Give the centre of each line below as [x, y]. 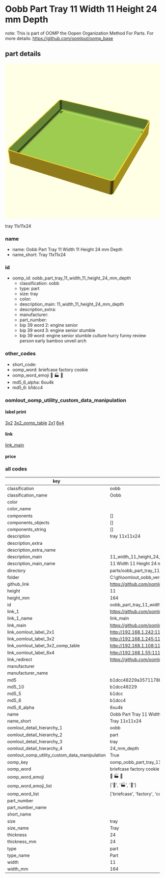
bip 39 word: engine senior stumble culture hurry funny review [83, 336]
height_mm [18, 598]
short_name [19, 814]
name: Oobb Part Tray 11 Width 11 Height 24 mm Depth [67, 250]
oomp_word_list [23, 794]
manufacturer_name [27, 673]
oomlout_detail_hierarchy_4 [35, 749]
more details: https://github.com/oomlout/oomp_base [59, 38]
